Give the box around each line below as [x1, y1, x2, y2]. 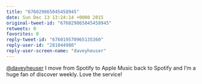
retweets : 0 [6, 25, 36, 32]
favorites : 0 [6, 31, 39, 37]
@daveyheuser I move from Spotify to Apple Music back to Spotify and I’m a [6, 64, 196, 71]
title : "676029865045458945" [6, 8, 80, 15]
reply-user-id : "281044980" [6, 43, 77, 49]
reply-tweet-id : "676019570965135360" [6, 37, 104, 43]
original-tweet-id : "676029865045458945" [6, 20, 112, 26]
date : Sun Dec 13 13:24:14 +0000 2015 [6, 14, 104, 20]
